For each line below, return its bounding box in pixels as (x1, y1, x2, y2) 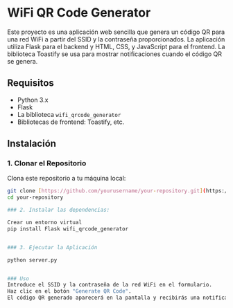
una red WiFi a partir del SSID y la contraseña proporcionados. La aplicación (7, 35, 225, 43)
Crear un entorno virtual (7, 219, 82, 226)
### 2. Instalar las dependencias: (7, 206, 110, 214)
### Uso (7, 275, 30, 282)
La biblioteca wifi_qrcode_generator (17, 110, 121, 118)
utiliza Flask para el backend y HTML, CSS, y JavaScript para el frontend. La (7, 42, 225, 51)
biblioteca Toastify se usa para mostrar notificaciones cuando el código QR (7, 50, 223, 58)
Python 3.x (17, 96, 49, 104)
